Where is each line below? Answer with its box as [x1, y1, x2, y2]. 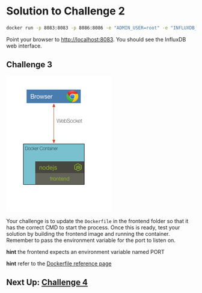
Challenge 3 [6, 60, 53, 70]
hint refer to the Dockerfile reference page [6, 260, 112, 267]
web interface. [6, 42, 42, 49]
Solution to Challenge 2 [6, 4, 125, 18]
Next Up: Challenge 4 [6, 277, 88, 288]
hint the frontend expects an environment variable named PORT [6, 248, 165, 255]
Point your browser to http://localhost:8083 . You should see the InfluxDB [6, 35, 186, 43]
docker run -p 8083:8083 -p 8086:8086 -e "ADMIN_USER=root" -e [6, 25, 168, 31]
